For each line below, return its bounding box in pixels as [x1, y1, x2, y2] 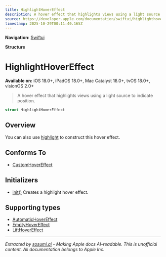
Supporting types [5, 203, 61, 212]
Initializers [5, 176, 39, 184]
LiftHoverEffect [12, 227, 43, 233]
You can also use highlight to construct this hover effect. [5, 134, 120, 140]
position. [17, 98, 36, 104]
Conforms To [5, 149, 46, 157]
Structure [5, 44, 26, 50]
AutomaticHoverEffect [12, 216, 58, 222]
